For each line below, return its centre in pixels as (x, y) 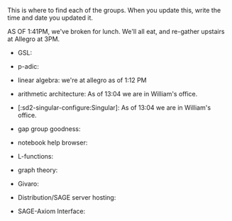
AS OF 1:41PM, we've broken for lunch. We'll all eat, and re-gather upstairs (116, 32)
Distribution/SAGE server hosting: (67, 197)
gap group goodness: (49, 129)
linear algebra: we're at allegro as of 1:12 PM (82, 80)
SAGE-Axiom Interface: (51, 211)
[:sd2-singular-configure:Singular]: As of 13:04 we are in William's (114, 108)
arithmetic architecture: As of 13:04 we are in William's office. (107, 94)
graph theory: (38, 170)
